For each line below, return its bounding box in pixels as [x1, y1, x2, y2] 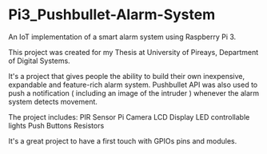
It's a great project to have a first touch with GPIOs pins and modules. [8, 136, 237, 145]
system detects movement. [8, 97, 98, 106]
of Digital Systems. [8, 56, 70, 65]
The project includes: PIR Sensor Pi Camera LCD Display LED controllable [8, 112, 250, 121]
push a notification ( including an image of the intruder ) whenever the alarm [8, 88, 260, 97]
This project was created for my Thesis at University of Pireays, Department [8, 47, 259, 57]
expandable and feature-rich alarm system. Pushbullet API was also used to [8, 80, 258, 89]
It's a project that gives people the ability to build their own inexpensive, [8, 71, 245, 81]
